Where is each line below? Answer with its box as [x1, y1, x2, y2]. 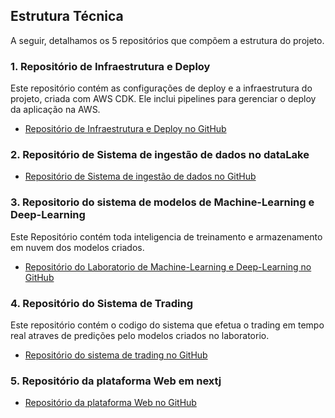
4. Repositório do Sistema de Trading [10, 296, 194, 310]
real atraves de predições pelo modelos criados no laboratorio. [10, 330, 270, 341]
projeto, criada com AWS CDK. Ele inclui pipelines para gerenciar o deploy [10, 93, 317, 105]
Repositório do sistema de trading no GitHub [24, 349, 208, 361]
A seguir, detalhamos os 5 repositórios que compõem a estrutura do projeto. [10, 34, 325, 46]
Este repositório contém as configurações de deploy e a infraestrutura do [10, 82, 313, 94]
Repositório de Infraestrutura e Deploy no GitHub [24, 123, 227, 135]
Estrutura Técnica [10, 8, 124, 25]
